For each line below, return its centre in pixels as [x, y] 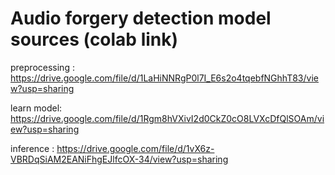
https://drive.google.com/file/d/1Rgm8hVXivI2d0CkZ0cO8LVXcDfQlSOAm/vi [167, 118]
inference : [32, 148]
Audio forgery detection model [141, 18]
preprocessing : [42, 67]
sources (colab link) [94, 39]
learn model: [36, 108]
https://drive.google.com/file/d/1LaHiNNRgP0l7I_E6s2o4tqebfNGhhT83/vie [164, 78]
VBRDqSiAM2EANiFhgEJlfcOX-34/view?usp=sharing [119, 159]
